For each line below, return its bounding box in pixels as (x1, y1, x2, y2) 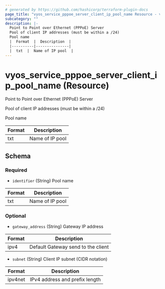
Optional (5, 212, 26, 219)
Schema (5, 152, 31, 160)
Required (5, 167, 27, 173)
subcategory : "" (5, 16, 38, 21)
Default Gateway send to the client (29, 244, 109, 251)
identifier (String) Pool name (12, 178, 74, 184)
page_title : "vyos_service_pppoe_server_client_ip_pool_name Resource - (5, 12, 157, 17)
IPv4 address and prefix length (29, 276, 101, 283)
